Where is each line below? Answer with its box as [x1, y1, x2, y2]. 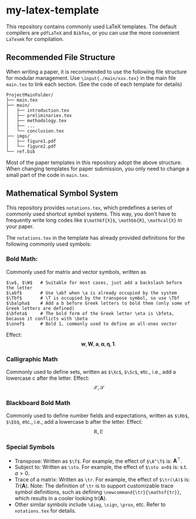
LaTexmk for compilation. [6, 35, 64, 42]
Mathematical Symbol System [6, 189, 119, 199]
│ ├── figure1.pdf [6, 138, 57, 144]
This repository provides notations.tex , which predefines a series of [6, 204, 173, 211]
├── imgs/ [6, 133, 31, 139]
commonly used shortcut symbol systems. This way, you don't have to [6, 210, 177, 217]
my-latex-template [6, 4, 99, 17]
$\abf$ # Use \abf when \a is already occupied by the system [6, 290, 177, 296]
